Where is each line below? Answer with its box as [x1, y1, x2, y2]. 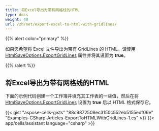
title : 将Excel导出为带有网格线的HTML [5, 7, 80, 13]
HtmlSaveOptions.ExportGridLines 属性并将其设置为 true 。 [5, 52, 129, 58]
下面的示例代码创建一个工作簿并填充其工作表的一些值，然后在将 [5, 93, 139, 99]
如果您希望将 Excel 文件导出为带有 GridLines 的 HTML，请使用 [5, 46, 136, 52]
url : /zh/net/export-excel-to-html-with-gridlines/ [5, 21, 117, 27]
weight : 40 [5, 17, 28, 22]
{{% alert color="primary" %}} [5, 36, 69, 42]
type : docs [5, 12, 28, 17]
